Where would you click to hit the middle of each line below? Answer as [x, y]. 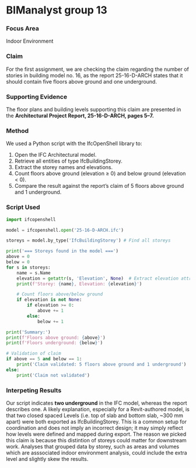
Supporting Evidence [37, 97]
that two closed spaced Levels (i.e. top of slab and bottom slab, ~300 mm [95, 415]
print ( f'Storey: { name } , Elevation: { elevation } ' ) [79, 284]
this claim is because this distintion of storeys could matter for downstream [96, 440]
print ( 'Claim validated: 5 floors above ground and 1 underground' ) [101, 364]
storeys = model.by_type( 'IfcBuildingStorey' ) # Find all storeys [88, 240]
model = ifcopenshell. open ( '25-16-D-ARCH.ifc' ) [65, 230]
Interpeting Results [34, 390]
